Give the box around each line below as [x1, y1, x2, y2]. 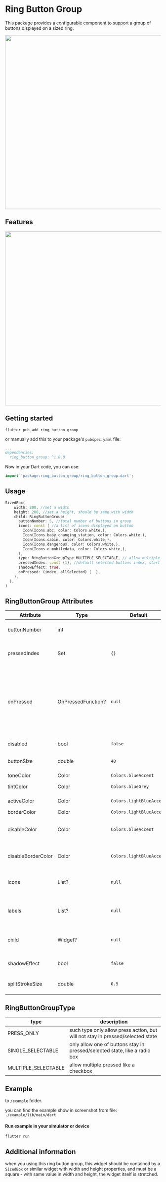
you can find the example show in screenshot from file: [5, 1107, 117, 1113]
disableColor [7, 826, 37, 833]
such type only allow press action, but [69, 1027, 157, 1034]
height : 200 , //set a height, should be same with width [14, 510, 134, 515]
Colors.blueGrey [111, 784, 149, 789]
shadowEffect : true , [18, 565, 61, 570]
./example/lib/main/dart [5, 1113, 56, 1117]
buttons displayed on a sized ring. [5, 25, 74, 31]
